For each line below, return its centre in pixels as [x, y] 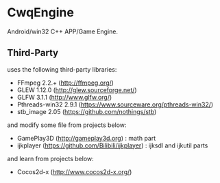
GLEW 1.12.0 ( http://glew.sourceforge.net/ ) [77, 89]
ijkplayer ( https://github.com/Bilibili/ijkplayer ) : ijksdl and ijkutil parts [112, 145]
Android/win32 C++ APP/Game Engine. [63, 31]
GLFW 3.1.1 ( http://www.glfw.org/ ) [64, 97]
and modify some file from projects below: [67, 125]
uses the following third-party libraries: [62, 69]
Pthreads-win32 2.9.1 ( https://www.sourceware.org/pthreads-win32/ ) [115, 104]
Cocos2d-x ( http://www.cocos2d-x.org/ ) [74, 171]
